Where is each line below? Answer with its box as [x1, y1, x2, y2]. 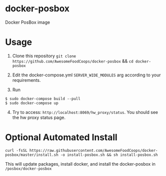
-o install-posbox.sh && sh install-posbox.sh [60, 152, 158, 157]
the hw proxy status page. [12, 114, 66, 120]
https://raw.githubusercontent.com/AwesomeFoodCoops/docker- [29, 148, 158, 153]
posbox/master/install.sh [5, 152, 58, 157]
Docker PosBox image [5, 19, 50, 25]
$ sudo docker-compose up [5, 101, 58, 106]
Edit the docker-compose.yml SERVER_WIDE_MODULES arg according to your [12, 72, 161, 78]
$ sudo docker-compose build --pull [5, 96, 81, 101]
